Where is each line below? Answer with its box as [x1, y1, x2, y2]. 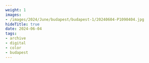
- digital [5, 41, 26, 46]
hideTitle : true [5, 21, 40, 27]
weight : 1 [5, 7, 26, 13]
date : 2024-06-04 [5, 26, 42, 31]
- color [5, 45, 22, 50]
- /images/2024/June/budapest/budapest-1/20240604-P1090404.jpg [5, 17, 144, 22]
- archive [5, 36, 26, 41]
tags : [5, 31, 17, 36]
